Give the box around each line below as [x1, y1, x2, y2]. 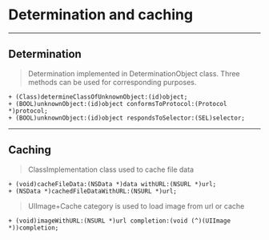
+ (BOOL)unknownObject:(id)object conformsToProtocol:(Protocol [8, 100, 227, 108]
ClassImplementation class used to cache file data [27, 165, 195, 174]
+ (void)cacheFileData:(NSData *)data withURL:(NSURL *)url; [8, 180, 217, 188]
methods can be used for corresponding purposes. [27, 77, 197, 87]
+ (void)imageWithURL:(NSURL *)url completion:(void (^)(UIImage [8, 217, 231, 225]
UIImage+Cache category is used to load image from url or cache [27, 201, 245, 210]
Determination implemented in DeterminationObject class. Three [27, 68, 240, 78]
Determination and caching [8, 6, 194, 24]
